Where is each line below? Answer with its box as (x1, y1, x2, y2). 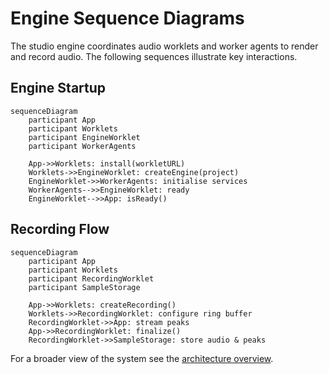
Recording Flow (10, 221, 110, 238)
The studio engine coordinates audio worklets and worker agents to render (10, 40, 319, 52)
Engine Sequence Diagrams (10, 7, 245, 30)
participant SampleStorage (28, 282, 141, 292)
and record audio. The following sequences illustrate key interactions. (10, 50, 298, 62)
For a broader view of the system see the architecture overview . (10, 352, 274, 364)
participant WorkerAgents (28, 141, 137, 151)
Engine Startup (10, 80, 107, 97)
